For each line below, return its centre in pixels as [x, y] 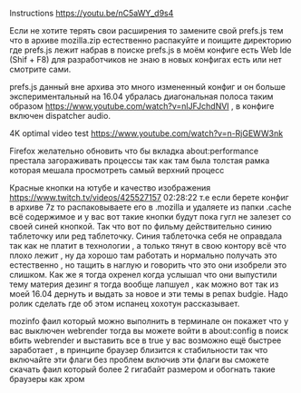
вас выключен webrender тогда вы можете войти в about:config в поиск [149, 331]
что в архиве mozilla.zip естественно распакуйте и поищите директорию [150, 40]
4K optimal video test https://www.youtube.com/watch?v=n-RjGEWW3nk [146, 133]
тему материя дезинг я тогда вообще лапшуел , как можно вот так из [144, 284]
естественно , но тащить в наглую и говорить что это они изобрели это [148, 265]
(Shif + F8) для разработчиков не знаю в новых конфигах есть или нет [146, 59]
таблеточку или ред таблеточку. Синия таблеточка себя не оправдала [146, 236]
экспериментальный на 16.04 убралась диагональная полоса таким [141, 96]
